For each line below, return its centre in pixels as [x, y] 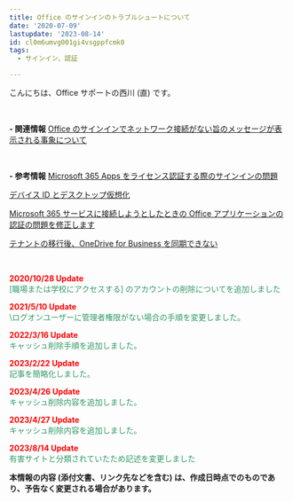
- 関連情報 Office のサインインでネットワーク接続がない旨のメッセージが [142, 129]
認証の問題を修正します [52, 224]
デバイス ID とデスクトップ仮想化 [70, 195]
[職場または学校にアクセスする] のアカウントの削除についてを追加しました [145, 289]
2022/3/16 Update [44, 335]
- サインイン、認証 [48, 59]
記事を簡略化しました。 [52, 374]
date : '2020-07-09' [45, 26]
